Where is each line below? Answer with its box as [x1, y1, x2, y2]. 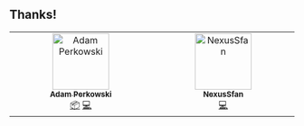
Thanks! [9, 7, 57, 22]
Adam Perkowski [49, 89, 112, 99]
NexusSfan [203, 89, 244, 99]
